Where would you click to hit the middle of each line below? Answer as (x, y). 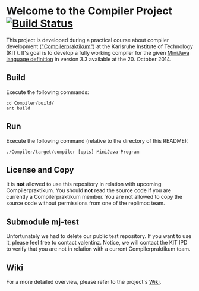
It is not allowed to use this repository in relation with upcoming (84, 184)
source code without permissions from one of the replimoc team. (86, 203)
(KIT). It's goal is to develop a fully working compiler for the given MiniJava (98, 52)
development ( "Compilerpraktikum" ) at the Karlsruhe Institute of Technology (99, 46)
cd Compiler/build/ (30, 103)
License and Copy (40, 170)
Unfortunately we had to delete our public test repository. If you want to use (99, 236)
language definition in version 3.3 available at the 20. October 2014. (89, 59)
